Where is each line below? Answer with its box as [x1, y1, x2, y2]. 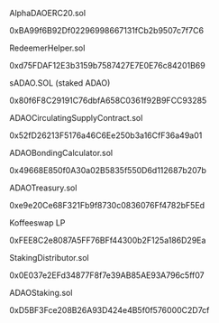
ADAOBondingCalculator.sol [9, 148, 114, 158]
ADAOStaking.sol [9, 288, 73, 298]
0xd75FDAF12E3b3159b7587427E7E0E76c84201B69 [9, 60, 205, 70]
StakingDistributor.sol [9, 253, 89, 263]
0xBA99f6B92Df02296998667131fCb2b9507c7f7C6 [9, 25, 205, 35]
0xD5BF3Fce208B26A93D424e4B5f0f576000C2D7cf [9, 305, 210, 315]
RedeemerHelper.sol [9, 42, 86, 53]
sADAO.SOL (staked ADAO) [9, 78, 111, 88]
